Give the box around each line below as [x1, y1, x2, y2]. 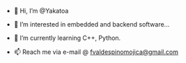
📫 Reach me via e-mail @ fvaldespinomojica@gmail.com [13, 48, 179, 56]
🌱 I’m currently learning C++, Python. [13, 34, 121, 42]
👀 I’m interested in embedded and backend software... [13, 20, 170, 28]
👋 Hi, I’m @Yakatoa [13, 7, 69, 15]
